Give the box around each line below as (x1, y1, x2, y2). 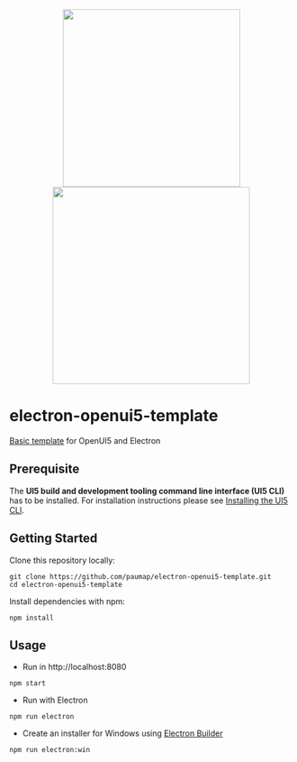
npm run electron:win (9, 746, 91, 755)
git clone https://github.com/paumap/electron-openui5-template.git (9, 572, 272, 581)
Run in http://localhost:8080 (22, 662, 127, 673)
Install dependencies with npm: (9, 595, 126, 607)
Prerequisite (9, 462, 80, 477)
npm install (9, 613, 54, 622)
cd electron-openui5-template (9, 580, 123, 589)
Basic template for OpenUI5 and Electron (9, 435, 161, 445)
